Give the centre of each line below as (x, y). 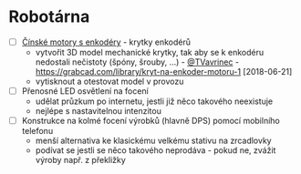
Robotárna (49, 17)
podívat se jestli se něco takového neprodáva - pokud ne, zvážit (156, 150)
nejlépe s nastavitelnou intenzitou (98, 111)
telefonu (37, 131)
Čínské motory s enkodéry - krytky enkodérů (106, 42)
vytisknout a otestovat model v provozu (109, 81)
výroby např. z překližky (81, 160)
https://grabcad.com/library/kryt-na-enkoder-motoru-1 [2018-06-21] (164, 72)
